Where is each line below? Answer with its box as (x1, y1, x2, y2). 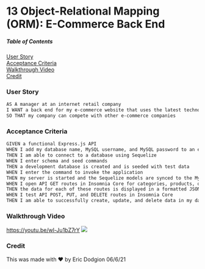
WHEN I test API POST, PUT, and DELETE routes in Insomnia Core (6, 192, 173, 198)
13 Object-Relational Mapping (6, 4, 160, 18)
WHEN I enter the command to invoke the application (6, 169, 143, 175)
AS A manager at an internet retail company (6, 102, 121, 108)
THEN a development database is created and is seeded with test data (6, 163, 190, 170)
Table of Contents (6, 38, 53, 45)
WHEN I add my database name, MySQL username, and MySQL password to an (6, 147, 195, 153)
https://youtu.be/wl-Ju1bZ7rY (6, 226, 81, 234)
